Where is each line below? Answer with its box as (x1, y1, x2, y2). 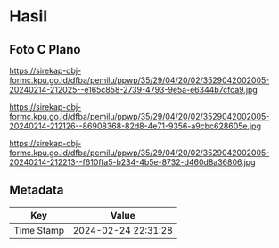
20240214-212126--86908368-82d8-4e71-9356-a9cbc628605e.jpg (9, 120, 261, 131)
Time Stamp (13, 224, 65, 236)
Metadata (9, 183, 64, 198)
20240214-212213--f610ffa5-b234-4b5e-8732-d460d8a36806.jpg (9, 157, 256, 167)
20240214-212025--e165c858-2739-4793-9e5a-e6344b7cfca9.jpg (9, 85, 258, 95)
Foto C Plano (9, 42, 81, 57)
